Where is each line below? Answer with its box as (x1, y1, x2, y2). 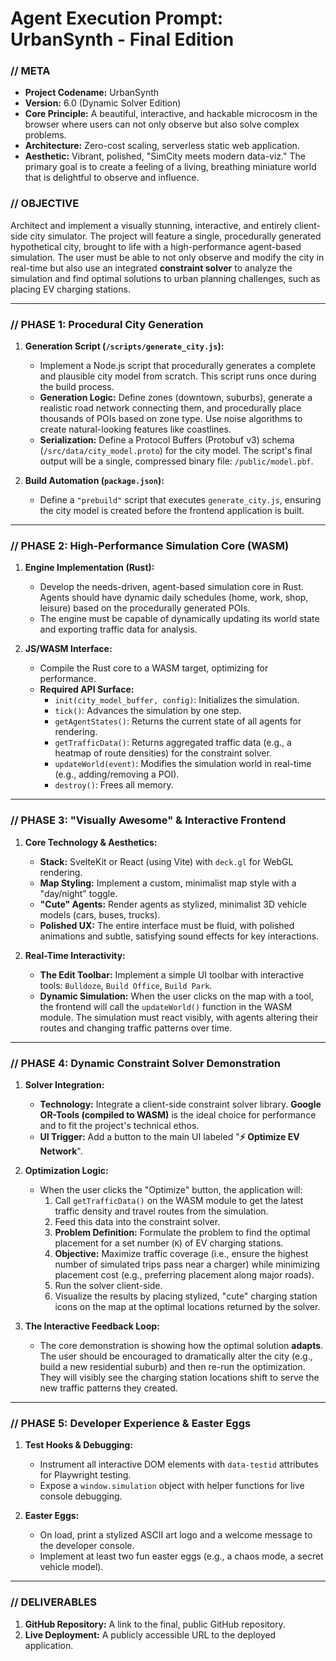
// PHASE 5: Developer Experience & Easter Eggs (10, 1416, 252, 1430)
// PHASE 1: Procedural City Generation (10, 317, 204, 331)
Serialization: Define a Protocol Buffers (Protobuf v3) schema (39, 434, 295, 446)
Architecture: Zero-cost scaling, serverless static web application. (24, 140, 300, 152)
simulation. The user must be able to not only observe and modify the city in (10, 251, 325, 263)
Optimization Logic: (24, 1164, 109, 1176)
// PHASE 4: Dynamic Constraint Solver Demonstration (10, 1056, 281, 1070)
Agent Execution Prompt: (10, 7, 224, 30)
